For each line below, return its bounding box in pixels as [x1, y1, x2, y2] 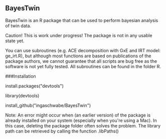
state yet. [5, 38, 25, 44]
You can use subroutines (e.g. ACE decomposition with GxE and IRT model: [5, 47, 161, 53]
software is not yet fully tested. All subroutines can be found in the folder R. [5, 63, 161, 69]
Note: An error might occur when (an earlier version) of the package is [5, 112, 151, 118]
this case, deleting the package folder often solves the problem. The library [5, 122, 161, 128]
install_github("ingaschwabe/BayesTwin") [5, 102, 91, 108]
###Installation [5, 73, 36, 79]
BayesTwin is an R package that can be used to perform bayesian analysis [5, 17, 158, 23]
